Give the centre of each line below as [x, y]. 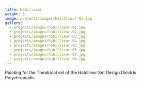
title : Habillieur [23, 9]
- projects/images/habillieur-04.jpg [47, 41]
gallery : [14, 23]
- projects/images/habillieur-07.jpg [47, 54]
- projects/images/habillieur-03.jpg [47, 37]
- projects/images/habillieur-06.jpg [47, 50]
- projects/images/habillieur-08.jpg [47, 59]
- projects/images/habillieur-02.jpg [47, 32]
